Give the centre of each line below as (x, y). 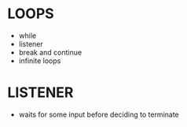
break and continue (50, 52)
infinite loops (40, 61)
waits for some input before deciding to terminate (99, 114)
